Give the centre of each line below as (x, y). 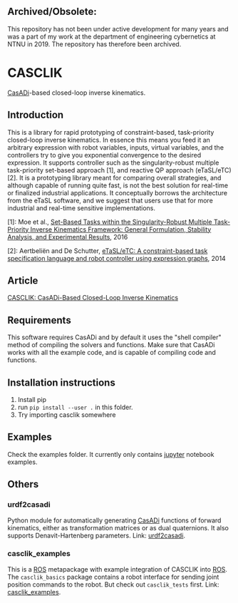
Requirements (39, 320)
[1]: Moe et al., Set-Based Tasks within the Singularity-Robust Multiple (110, 222)
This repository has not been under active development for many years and (118, 29)
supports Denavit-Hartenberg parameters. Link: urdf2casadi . (97, 535)
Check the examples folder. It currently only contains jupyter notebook (111, 454)
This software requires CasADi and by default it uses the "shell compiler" (115, 337)
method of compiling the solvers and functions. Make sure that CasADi (111, 345)
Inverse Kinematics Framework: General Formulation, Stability (121, 229)
